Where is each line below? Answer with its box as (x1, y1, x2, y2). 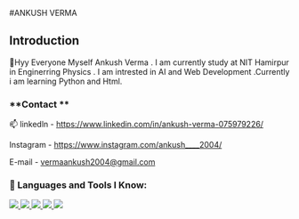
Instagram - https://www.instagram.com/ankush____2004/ (9, 140, 222, 150)
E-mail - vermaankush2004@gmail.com (9, 157, 156, 167)
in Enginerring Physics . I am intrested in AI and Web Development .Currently (9, 66, 290, 77)
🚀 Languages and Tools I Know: (9, 179, 148, 191)
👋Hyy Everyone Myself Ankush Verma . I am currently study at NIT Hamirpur (9, 57, 289, 68)
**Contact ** (9, 98, 69, 110)
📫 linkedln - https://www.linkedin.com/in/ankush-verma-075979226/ (9, 119, 264, 130)
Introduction (9, 33, 80, 48)
